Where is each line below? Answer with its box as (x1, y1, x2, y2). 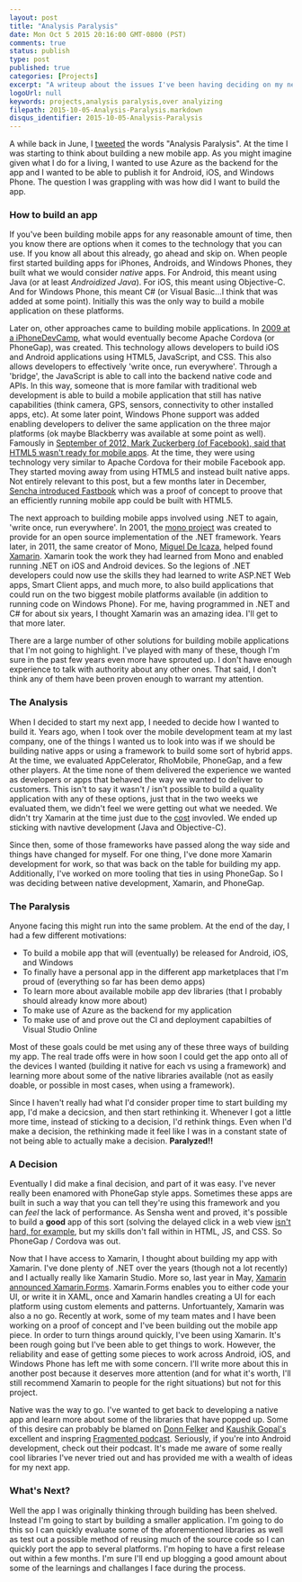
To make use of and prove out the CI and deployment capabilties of (22, 1015, 272, 1026)
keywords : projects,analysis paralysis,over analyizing (9, 96, 223, 106)
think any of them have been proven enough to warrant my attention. (9, 673, 264, 684)
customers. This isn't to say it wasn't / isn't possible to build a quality (9, 783, 265, 794)
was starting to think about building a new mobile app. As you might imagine (9, 148, 292, 158)
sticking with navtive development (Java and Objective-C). (9, 821, 226, 833)
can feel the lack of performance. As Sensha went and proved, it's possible (9, 1207, 288, 1218)
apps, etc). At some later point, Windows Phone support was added (9, 409, 260, 420)
